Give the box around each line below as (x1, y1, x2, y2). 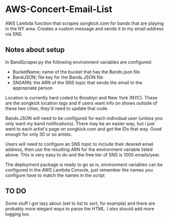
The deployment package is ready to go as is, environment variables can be (5, 161, 163, 168)
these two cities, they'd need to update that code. (5, 105, 108, 112)
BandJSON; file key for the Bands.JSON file (12, 74, 103, 80)
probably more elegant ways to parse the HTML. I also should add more (5, 205, 155, 211)
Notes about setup (5, 45, 65, 54)
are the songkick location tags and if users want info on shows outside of (5, 100, 157, 106)
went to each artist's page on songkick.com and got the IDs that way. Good (5, 126, 162, 132)
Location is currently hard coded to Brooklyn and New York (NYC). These (5, 94, 158, 100)
